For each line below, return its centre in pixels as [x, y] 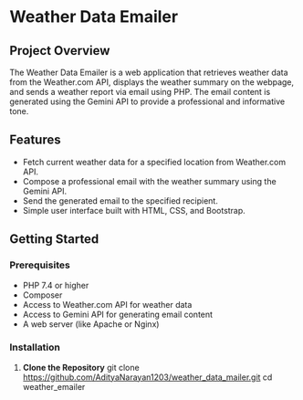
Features [35, 140]
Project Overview [60, 51]
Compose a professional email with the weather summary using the [149, 181]
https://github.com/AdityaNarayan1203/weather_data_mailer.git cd [147, 377]
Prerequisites [40, 265]
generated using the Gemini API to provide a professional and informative [147, 101]
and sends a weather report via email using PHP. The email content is [140, 92]
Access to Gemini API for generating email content [117, 314]
